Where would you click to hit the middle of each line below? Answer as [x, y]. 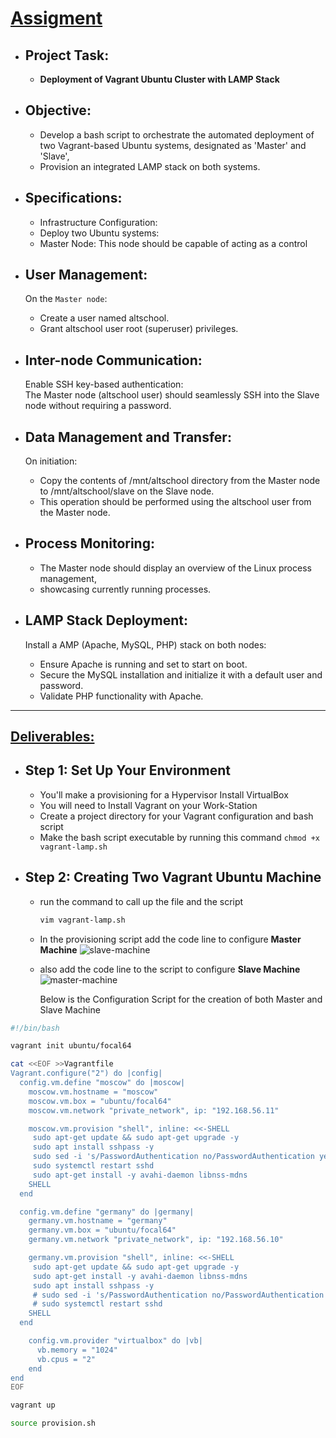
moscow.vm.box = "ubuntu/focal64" [100, 1101]
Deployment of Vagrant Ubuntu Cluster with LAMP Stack [159, 79]
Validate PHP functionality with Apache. [121, 696]
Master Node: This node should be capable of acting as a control [173, 243]
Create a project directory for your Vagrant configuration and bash [176, 816]
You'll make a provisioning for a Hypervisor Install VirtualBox [164, 794]
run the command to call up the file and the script [141, 901]
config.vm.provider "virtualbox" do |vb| [115, 1341]
